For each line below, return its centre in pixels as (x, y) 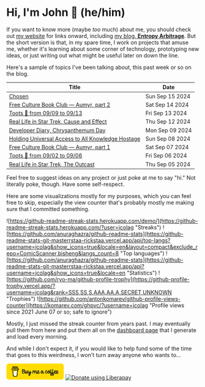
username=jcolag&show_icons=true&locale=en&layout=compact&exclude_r (102, 247)
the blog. (17, 73)
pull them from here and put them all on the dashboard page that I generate (102, 330)
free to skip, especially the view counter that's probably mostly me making (100, 203)
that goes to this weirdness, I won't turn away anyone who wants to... (94, 355)
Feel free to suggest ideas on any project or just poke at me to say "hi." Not (101, 178)
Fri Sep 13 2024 (166, 113)
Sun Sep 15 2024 (168, 96)
